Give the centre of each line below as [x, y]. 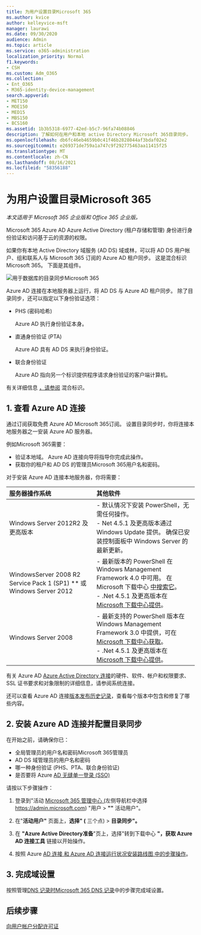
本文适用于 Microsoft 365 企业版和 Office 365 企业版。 [74, 217]
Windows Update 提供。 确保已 [140, 532]
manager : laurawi [28, 29]
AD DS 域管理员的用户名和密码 [53, 760]
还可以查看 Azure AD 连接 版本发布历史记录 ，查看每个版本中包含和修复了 [95, 696]
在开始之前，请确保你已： [38, 739]
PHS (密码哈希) [33, 311]
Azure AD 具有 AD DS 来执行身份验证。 [63, 349]
